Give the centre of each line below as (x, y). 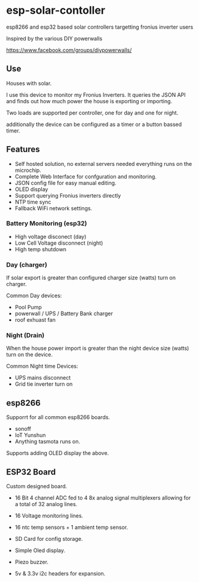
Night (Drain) (25, 335)
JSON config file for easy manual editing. (65, 183)
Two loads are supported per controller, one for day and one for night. (92, 113)
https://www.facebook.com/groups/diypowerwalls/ (69, 50)
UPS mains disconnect (43, 378)
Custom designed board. (37, 486)
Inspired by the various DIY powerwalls (54, 38)
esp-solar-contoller (56, 10)
